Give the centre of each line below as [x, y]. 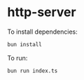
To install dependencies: [43, 32]
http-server [42, 12]
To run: [17, 58]
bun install [24, 44]
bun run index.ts [33, 71]
